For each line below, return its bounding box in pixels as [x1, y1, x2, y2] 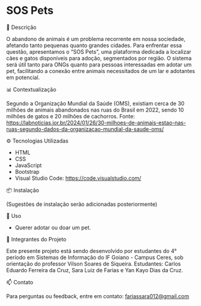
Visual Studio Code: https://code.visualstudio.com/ [14, 174, 141, 182]
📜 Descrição [6, 24, 37, 31]
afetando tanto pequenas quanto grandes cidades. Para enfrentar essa [6, 42, 182, 49]
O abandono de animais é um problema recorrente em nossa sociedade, [6, 35, 185, 42]
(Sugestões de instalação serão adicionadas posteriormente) [6, 200, 158, 208]
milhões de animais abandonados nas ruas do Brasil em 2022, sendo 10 [6, 106, 184, 113]
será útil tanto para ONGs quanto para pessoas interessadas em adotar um [6, 61, 192, 68]
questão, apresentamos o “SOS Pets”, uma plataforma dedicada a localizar [6, 48, 191, 55]
